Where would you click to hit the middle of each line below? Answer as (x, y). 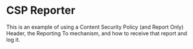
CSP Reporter (41, 10)
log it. (13, 39)
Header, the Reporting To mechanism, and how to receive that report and (97, 33)
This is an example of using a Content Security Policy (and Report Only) (95, 27)
